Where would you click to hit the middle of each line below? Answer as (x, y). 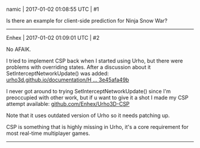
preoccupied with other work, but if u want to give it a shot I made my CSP (97, 97)
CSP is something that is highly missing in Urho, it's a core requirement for (97, 127)
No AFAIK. (19, 49)
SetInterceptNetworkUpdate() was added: (57, 73)
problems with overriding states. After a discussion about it (79, 67)
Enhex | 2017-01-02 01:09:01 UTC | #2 (53, 38)
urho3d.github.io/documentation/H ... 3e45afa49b (68, 80)
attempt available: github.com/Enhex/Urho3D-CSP (68, 104)
